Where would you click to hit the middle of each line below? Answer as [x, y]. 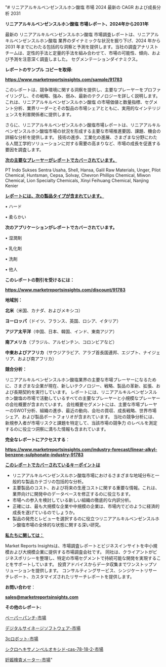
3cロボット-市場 [22, 639]
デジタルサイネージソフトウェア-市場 [43, 628]
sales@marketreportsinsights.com [42, 597]
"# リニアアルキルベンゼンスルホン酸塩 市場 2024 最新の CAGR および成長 [81, 7]
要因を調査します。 [24, 149]
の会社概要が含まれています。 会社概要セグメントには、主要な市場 [73, 404]
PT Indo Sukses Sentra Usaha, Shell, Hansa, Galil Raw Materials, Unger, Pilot [83, 170]
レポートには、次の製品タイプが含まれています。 [55, 196]
